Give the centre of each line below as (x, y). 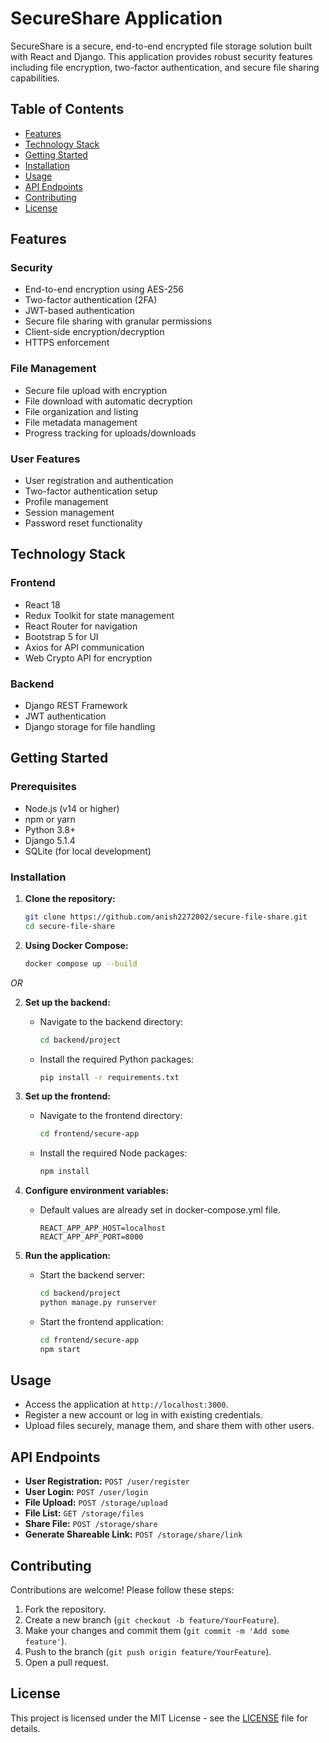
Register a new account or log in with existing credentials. (143, 1415)
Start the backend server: (92, 1275)
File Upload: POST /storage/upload (96, 1503)
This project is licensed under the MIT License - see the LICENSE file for (159, 1718)
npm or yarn (50, 819)
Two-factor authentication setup (91, 491)
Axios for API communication (84, 647)
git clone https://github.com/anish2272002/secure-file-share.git (166, 917)
